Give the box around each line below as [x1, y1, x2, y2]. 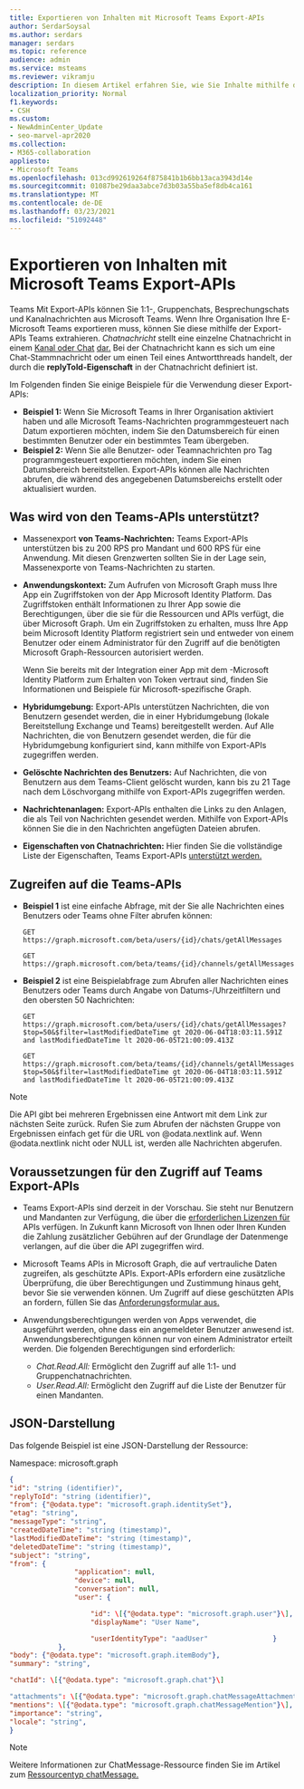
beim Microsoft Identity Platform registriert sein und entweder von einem [22, 628, 294, 639]
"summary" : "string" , [9, 1659, 91, 1669]
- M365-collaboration [9, 148, 91, 157]
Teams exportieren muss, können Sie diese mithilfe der [46, 322, 252, 333]
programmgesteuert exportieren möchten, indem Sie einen [22, 454, 242, 465]
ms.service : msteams [9, 64, 88, 73]
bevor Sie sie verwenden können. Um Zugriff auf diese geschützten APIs [22, 1287, 294, 1298]
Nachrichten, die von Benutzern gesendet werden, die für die [22, 730, 252, 741]
